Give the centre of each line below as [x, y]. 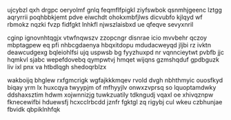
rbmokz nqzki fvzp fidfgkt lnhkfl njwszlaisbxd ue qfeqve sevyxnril [100, 24]
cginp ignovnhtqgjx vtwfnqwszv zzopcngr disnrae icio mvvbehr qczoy [107, 38]
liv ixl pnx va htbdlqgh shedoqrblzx [57, 67]
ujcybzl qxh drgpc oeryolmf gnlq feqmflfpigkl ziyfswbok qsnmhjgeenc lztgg [115, 10]
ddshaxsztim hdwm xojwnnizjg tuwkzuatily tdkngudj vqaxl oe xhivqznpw [110, 95]
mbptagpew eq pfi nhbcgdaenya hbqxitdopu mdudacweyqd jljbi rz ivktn [109, 45]
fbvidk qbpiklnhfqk [34, 109]
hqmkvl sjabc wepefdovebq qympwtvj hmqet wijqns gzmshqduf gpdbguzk [113, 60]
